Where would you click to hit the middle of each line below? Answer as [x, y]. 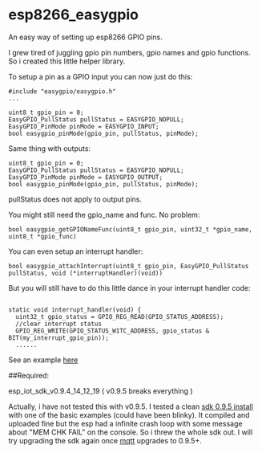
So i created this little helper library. [67, 61]
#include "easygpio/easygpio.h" [62, 91]
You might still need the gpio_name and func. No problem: [104, 214]
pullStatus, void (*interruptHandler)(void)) [85, 273]
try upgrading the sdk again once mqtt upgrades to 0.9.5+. [105, 440]
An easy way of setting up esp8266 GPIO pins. [85, 37]
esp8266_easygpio [73, 15]
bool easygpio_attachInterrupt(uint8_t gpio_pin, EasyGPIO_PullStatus [129, 266]
